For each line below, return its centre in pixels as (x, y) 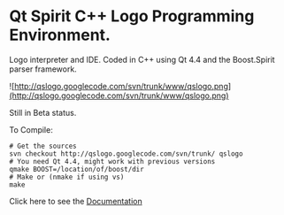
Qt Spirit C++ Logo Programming (132, 16)
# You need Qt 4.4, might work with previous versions (112, 161)
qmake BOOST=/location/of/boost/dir (77, 169)
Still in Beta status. (43, 112)
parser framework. (43, 69)
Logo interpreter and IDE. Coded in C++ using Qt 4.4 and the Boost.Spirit (142, 59)
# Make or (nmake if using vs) (67, 177)
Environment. (60, 35)
